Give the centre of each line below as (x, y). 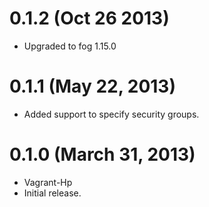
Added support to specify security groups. (111, 114)
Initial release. (52, 193)
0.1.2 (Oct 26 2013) (89, 18)
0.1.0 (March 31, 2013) (102, 154)
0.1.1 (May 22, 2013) (92, 86)
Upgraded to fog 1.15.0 (70, 46)
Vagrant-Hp (48, 182)
